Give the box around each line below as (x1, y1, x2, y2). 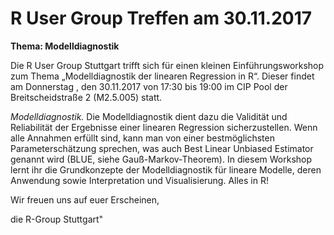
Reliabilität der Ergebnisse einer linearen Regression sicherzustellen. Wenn (10, 121, 318, 133)
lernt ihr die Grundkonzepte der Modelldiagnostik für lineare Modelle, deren (10, 163, 322, 176)
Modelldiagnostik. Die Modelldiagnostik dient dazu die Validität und (10, 110, 288, 122)
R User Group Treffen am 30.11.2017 (10, 7, 313, 30)
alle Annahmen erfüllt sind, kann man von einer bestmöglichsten (10, 132, 275, 144)
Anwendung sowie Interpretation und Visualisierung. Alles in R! (10, 174, 269, 186)
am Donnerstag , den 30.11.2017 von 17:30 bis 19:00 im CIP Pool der (10, 80, 288, 92)
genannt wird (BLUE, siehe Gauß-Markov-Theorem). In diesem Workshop (10, 153, 313, 165)
